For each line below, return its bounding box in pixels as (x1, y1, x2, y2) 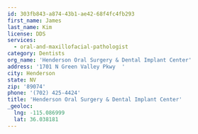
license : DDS (7, 30, 46, 38)
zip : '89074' (7, 83, 46, 90)
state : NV (7, 76, 37, 84)
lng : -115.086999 (13, 109, 65, 116)
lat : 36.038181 (13, 116, 59, 123)
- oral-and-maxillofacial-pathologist (13, 43, 129, 50)
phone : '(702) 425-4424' (7, 89, 81, 96)
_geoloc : (7, 103, 33, 110)
